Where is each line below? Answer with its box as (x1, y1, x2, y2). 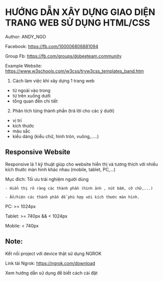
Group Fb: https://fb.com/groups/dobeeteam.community (5, 53, 122, 59)
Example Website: (5, 62, 42, 68)
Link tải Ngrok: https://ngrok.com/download (5, 260, 95, 266)
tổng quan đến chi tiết (12, 98, 58, 104)
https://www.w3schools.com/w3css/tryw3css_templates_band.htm (5, 68, 144, 74)
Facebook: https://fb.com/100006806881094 (5, 43, 98, 49)
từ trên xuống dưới (12, 92, 51, 98)
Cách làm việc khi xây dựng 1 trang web (12, 77, 95, 83)
